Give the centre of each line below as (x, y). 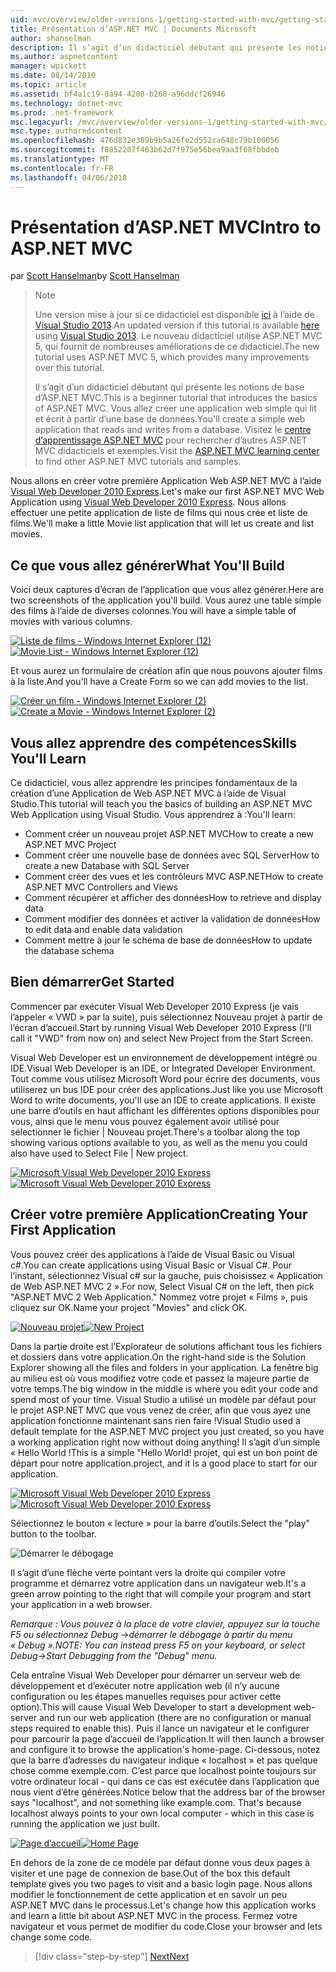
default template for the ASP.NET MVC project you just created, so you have (167, 1431)
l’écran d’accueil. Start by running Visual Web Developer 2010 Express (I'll (161, 1027)
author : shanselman (51, 38)
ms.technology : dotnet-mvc (66, 103)
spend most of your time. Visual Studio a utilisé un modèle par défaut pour (163, 1399)
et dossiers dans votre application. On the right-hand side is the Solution (158, 1357)
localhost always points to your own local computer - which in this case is (162, 1813)
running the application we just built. (85, 1823)
